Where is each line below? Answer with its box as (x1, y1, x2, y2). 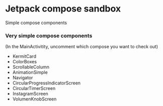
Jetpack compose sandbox (5, 3, 121, 15)
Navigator (12, 75, 33, 81)
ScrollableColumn (12, 64, 49, 70)
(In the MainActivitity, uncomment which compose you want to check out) (5, 44, 158, 50)
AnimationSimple (12, 69, 48, 75)
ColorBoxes (12, 59, 37, 65)
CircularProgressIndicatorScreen (12, 80, 81, 86)
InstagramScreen (12, 91, 49, 97)
